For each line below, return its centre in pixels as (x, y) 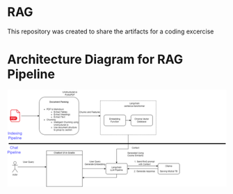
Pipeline (31, 74)
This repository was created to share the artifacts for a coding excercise (111, 31)
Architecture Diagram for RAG (95, 59)
